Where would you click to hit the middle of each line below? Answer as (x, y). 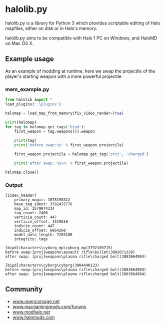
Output (14, 185)
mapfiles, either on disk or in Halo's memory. (51, 28)
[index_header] (21, 195)
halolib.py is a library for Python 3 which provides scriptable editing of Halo (83, 23)
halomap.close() (22, 172)
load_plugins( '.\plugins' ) (33, 104)
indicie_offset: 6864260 (40, 230)
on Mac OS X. (19, 43)
